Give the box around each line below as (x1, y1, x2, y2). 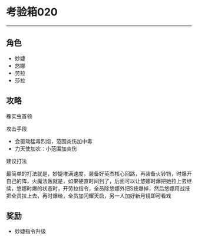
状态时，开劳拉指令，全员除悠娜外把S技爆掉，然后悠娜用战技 (42, 185, 190, 192)
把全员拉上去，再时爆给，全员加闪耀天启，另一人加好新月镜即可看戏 (6, 192, 171, 199)
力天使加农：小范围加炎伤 (14, 145, 77, 152)
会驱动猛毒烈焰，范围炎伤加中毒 (14, 137, 93, 144)
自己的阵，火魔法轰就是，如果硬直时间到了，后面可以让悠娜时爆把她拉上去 (6, 177, 187, 185)
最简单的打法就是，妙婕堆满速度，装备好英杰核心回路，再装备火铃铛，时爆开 (6, 170, 192, 177)
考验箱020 (6, 5, 58, 19)
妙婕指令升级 (14, 228, 46, 235)
